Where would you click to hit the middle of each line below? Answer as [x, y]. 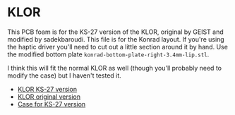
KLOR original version [49, 97]
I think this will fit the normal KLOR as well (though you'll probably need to [115, 68]
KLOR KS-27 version [47, 89]
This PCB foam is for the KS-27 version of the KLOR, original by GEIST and [115, 32]
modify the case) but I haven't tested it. [64, 75]
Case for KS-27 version [52, 104]
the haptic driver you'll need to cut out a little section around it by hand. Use [117, 47]
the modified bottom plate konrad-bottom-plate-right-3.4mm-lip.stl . [108, 54]
